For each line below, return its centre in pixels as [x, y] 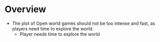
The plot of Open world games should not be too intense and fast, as [84, 23]
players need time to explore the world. [53, 28]
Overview [25, 9]
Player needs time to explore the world [60, 34]
